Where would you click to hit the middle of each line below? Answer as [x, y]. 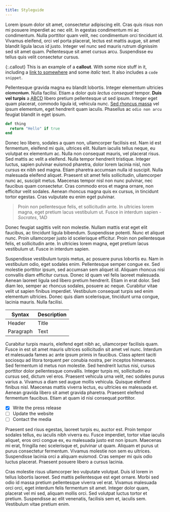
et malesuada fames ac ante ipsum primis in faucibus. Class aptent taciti [81, 355]
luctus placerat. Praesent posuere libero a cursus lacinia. [65, 462]
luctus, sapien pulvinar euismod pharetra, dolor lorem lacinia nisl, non [78, 164]
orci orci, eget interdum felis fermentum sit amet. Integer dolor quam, [77, 488]
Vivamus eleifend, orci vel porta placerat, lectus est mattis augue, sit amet [82, 41]
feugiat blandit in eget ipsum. [36, 114]
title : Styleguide [25, 10]
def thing [16, 124]
